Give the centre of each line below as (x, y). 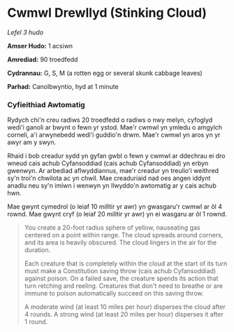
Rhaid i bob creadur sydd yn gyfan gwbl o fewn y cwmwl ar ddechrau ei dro (116, 156)
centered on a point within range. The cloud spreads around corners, (124, 235)
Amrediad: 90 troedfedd (43, 59)
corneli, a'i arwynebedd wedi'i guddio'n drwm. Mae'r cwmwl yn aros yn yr (114, 135)
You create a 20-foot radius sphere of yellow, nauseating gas (112, 228)
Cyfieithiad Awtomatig (46, 104)
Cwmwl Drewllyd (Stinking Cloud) (107, 13)
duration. (37, 250)
